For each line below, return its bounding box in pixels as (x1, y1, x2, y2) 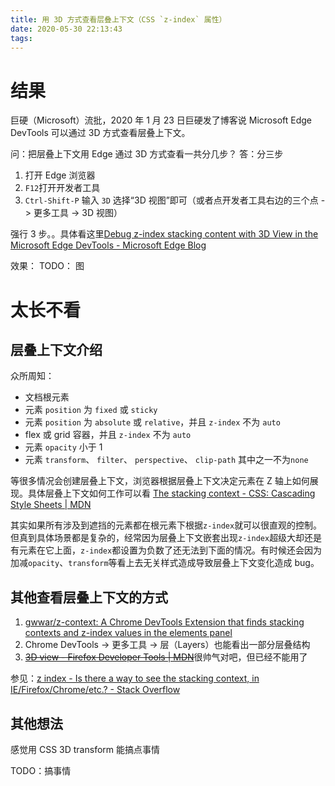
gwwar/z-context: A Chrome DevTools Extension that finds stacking (24, 616, 305, 628)
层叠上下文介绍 (10, 341, 103, 358)
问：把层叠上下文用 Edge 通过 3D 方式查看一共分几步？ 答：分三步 (10, 148, 284, 160)
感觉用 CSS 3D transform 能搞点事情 (10, 743, 160, 755)
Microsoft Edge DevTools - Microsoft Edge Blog (10, 239, 207, 251)
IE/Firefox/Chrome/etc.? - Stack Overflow (10, 684, 181, 696)
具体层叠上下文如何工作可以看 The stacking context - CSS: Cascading (27, 487, 316, 500)
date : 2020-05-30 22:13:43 (10, 24, 123, 34)
